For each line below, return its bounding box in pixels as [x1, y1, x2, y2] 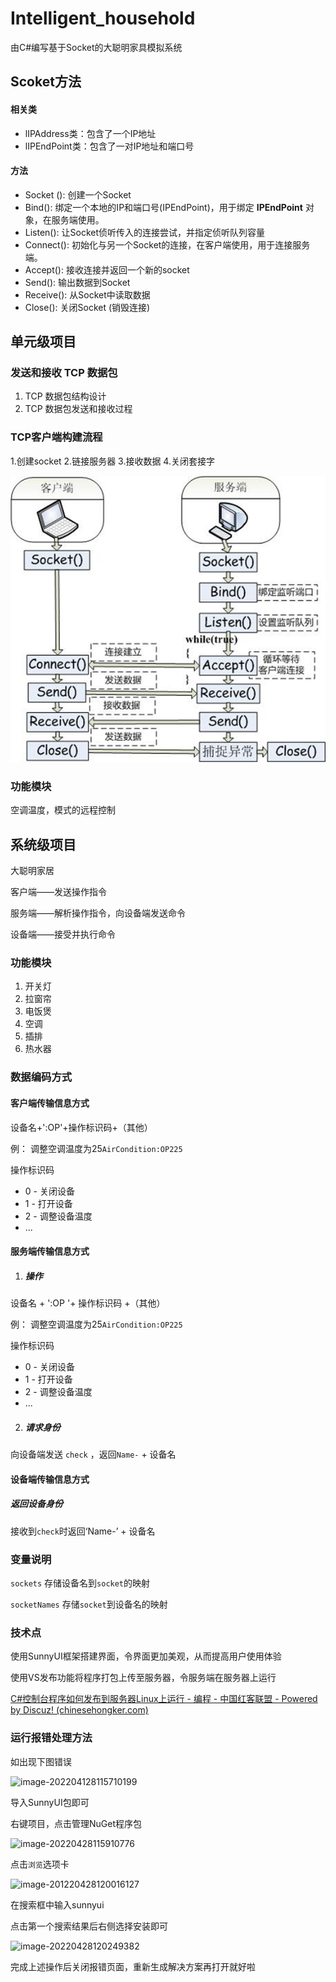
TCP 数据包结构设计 [24, 390, 107, 402]
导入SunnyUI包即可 [10, 1796, 90, 1808]
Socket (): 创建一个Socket [24, 188, 132, 201]
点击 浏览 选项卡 [10, 1858, 70, 1870]
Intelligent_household [10, 7, 196, 30]
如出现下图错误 [10, 1755, 72, 1767]
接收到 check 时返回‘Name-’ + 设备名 [10, 1525, 156, 1537]
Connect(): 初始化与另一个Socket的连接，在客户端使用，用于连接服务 [24, 238, 311, 251]
